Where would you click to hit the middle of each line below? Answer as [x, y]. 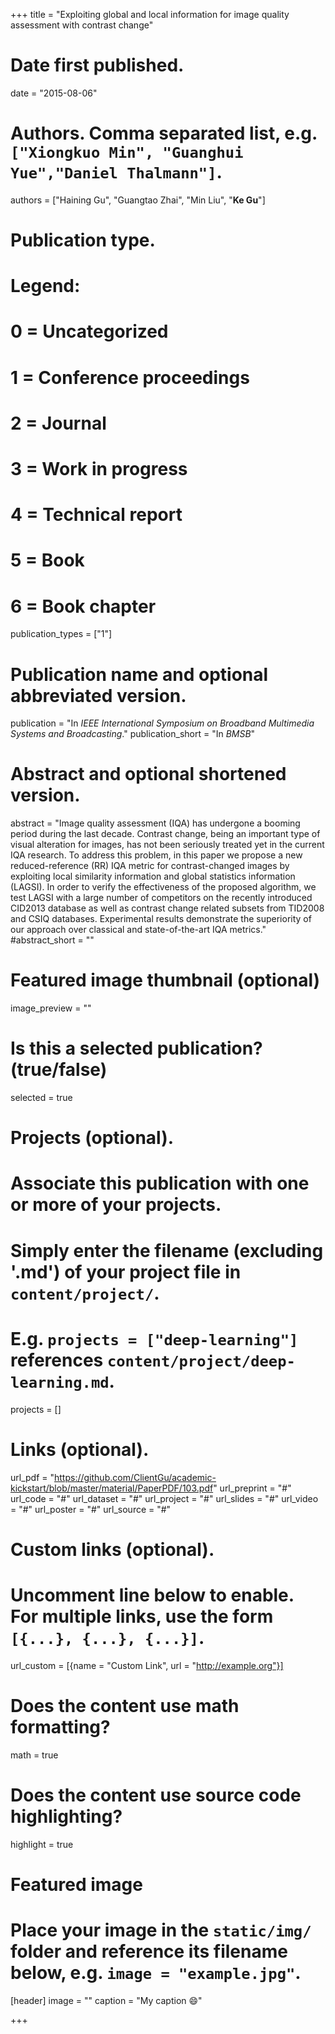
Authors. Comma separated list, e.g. [164, 133]
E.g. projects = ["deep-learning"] [154, 1338]
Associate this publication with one [160, 1183]
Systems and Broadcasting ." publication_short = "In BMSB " [133, 734]
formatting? [60, 1726]
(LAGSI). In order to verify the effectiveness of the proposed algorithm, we [163, 887]
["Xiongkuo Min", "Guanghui [127, 153]
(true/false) [59, 1070]
